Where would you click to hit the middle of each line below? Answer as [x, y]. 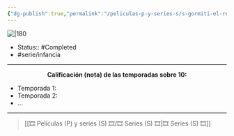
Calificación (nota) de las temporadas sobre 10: [117, 75]
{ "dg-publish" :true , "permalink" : [56, 14]
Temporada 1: [37, 88]
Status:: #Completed [47, 47]
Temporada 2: [37, 96]
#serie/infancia [39, 54]
